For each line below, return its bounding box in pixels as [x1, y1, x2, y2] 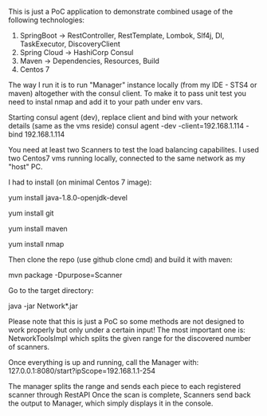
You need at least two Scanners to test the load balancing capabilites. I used [8, 145, 259, 154]
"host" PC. [8, 162, 43, 171]
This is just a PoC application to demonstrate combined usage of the [8, 7, 234, 16]
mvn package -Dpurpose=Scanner [8, 271, 123, 279]
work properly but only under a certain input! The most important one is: [8, 325, 245, 335]
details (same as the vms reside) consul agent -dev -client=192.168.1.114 [8, 121, 245, 130]
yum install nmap [8, 240, 65, 248]
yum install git [8, 208, 54, 218]
